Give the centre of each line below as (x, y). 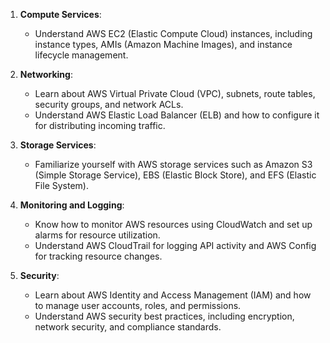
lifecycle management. (81, 55)
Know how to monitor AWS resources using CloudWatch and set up (173, 224)
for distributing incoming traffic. (100, 125)
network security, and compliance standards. (128, 327)
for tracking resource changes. (98, 256)
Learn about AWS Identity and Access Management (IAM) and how (173, 295)
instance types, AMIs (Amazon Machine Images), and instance (163, 44)
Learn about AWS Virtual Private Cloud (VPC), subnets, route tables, (175, 93)
